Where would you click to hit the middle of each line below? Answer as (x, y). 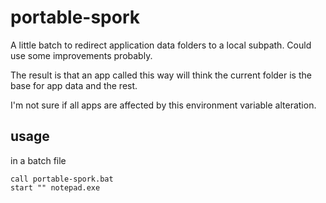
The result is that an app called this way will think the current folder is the (161, 75)
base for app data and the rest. (74, 85)
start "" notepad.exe (55, 187)
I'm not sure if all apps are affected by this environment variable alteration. (163, 105)
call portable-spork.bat (62, 179)
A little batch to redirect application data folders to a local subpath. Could (161, 45)
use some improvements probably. (81, 55)
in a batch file (38, 160)
